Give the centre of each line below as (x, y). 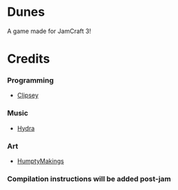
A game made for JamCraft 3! (49, 31)
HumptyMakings (40, 161)
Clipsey (28, 95)
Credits (29, 59)
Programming (30, 81)
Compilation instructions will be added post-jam (89, 178)
